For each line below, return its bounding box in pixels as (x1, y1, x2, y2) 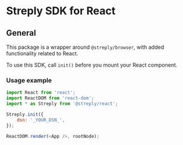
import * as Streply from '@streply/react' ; (6, 101, 118, 107)
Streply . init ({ (6, 111, 44, 117)
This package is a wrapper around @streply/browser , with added (6, 43, 165, 51)
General (6, 28, 37, 38)
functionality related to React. (6, 50, 78, 57)
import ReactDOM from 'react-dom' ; (6, 95, 94, 102)
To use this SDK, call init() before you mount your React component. (6, 61, 178, 68)
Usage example (6, 76, 52, 84)
